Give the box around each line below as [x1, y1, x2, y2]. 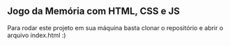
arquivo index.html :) [7, 31, 66, 39]
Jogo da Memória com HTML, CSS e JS [7, 5, 180, 17]
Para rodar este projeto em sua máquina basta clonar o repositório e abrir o [7, 23, 224, 32]
